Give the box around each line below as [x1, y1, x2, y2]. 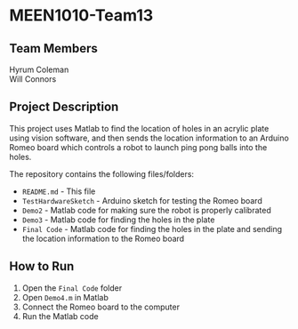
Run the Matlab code [21, 310, 100, 321]
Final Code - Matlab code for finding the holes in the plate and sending [21, 223, 283, 234]
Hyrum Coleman [9, 64, 69, 75]
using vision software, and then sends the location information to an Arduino [9, 132, 289, 143]
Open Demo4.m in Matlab [21, 292, 109, 302]
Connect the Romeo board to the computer [21, 301, 181, 312]
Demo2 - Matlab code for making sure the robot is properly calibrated [21, 205, 271, 215]
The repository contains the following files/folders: [9, 168, 194, 179]
